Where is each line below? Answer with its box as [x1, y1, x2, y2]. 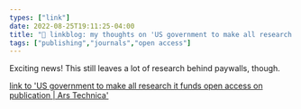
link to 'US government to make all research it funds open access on [9, 80, 263, 91]
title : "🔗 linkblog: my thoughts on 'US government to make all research [9, 30, 293, 39]
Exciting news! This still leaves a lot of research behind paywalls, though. [9, 63, 281, 74]
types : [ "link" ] [9, 13, 70, 23]
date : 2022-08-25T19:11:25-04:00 [9, 22, 135, 31]
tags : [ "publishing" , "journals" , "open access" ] [9, 38, 192, 48]
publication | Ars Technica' [9, 90, 109, 101]
